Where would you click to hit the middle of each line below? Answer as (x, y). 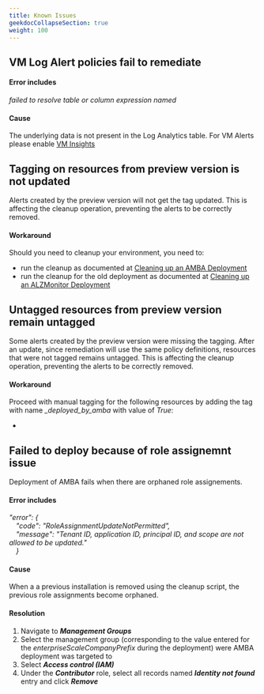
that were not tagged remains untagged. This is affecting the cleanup (122, 358)
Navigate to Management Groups (76, 631)
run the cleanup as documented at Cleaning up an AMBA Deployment (134, 268)
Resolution (27, 613)
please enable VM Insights (52, 144)
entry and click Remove (59, 681)
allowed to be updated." (48, 543)
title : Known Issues (43, 15)
